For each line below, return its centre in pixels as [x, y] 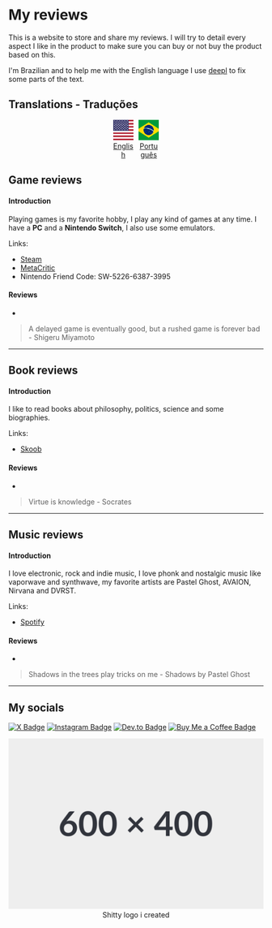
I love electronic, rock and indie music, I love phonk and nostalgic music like [135, 573]
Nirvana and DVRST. [42, 591]
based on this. [32, 54]
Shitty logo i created [136, 914]
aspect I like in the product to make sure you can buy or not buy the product [135, 45]
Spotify [32, 622]
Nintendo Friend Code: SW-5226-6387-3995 [96, 276]
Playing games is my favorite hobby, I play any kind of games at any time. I [133, 219]
